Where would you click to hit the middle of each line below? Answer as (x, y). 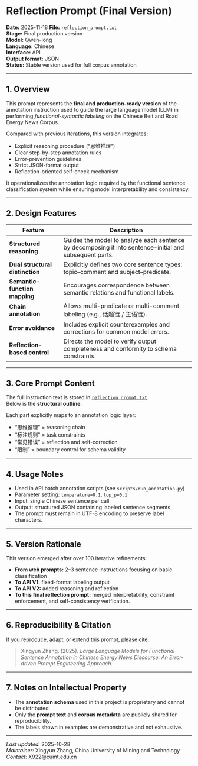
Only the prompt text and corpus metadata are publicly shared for (96, 715)
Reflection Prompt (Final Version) (89, 11)
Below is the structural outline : (44, 404)
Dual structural (30, 264)
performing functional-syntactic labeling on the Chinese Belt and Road (92, 116)
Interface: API (23, 52)
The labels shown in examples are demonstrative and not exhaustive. (98, 727)
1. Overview (28, 89)
